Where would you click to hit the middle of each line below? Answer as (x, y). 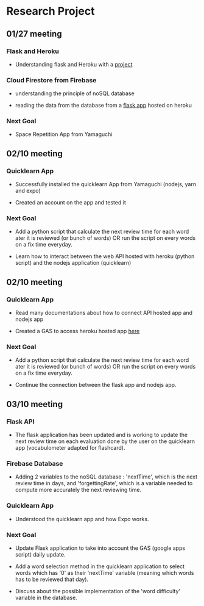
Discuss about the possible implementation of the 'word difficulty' (98, 591)
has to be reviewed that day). (52, 579)
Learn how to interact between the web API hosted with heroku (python (105, 256)
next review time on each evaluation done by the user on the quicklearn (105, 441)
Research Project (51, 11)
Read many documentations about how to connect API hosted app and (104, 313)
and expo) (28, 191)
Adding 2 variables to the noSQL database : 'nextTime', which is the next (106, 477)
